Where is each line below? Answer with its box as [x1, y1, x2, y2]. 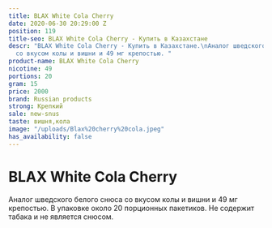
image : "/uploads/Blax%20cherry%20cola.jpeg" [8, 125, 164, 133]
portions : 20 [8, 72, 53, 80]
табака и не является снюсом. [8, 212, 114, 222]
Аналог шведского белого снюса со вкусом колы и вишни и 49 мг [8, 194, 238, 204]
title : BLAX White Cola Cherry [8, 11, 114, 20]
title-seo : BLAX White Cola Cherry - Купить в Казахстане [8, 34, 208, 43]
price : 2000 [8, 87, 49, 96]
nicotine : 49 [8, 65, 53, 73]
